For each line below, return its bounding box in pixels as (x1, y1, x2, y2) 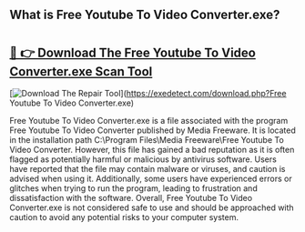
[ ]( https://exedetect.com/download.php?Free (9, 88, 287, 98)
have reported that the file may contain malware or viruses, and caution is (9, 164, 286, 174)
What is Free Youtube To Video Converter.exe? (9, 7, 280, 23)
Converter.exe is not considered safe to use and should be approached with (9, 202, 294, 213)
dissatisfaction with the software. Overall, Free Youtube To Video (9, 193, 253, 203)
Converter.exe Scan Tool (9, 64, 153, 79)
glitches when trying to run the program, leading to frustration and (9, 183, 258, 194)
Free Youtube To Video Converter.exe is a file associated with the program (9, 116, 289, 126)
